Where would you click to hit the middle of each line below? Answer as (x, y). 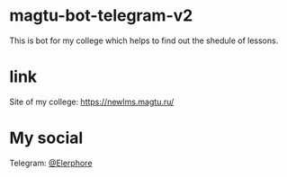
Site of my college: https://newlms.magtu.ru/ (92, 102)
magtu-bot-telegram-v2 (101, 16)
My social (46, 138)
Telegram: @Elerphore (51, 163)
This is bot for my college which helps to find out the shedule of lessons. (144, 40)
